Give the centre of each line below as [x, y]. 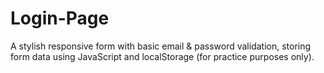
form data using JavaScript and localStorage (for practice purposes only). [162, 56]
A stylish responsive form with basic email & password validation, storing [161, 46]
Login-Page [60, 18]
